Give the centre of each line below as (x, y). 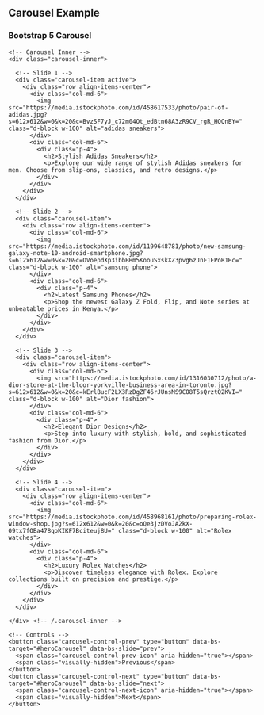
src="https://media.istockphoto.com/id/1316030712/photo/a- (156, 378)
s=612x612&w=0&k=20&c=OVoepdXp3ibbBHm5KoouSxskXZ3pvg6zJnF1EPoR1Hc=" (126, 260)
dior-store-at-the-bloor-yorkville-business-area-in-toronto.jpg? (120, 385)
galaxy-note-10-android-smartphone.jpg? (76, 253)
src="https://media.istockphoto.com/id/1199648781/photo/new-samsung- (127, 246)
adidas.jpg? (28, 114)
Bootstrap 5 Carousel (50, 36)
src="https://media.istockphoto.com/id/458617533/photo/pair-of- (118, 107)
